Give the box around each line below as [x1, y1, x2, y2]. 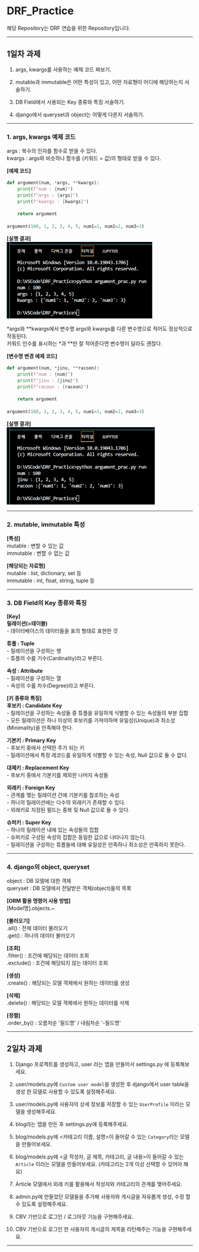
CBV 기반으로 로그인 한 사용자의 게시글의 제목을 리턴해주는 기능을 [15, 1225, 167, 1232]
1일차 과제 [6, 49, 41, 59]
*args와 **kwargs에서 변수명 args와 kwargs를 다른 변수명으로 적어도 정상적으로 [6, 325, 193, 333]
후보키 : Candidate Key [6, 702, 63, 709]
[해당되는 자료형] [6, 562, 46, 569]
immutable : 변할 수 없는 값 [6, 550, 70, 557]
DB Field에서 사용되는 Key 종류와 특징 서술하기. [15, 98, 126, 105]
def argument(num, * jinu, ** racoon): [6, 365, 100, 371]
